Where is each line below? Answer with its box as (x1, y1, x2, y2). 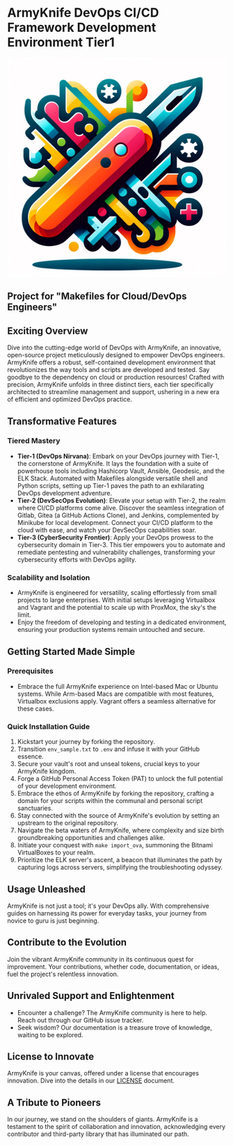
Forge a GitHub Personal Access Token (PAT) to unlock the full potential (17, 774, 223, 783)
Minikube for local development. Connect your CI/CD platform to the (17, 518, 214, 526)
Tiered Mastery (7, 436, 61, 446)
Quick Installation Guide (7, 722, 90, 731)
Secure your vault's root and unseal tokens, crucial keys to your (17, 760, 200, 768)
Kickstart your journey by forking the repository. (17, 738, 155, 746)
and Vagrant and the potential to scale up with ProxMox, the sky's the (17, 603, 217, 612)
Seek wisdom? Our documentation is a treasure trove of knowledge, (17, 1023, 213, 1032)
